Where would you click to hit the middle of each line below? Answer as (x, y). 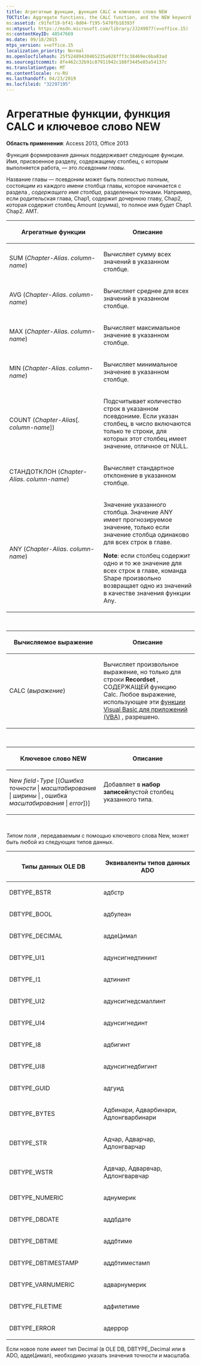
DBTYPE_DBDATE (34, 1219)
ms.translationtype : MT (36, 67)
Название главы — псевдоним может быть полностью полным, (88, 179)
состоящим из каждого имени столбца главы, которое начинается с (94, 185)
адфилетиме (122, 1306)
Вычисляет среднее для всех (146, 290)
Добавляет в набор (132, 784)
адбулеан (118, 914)
